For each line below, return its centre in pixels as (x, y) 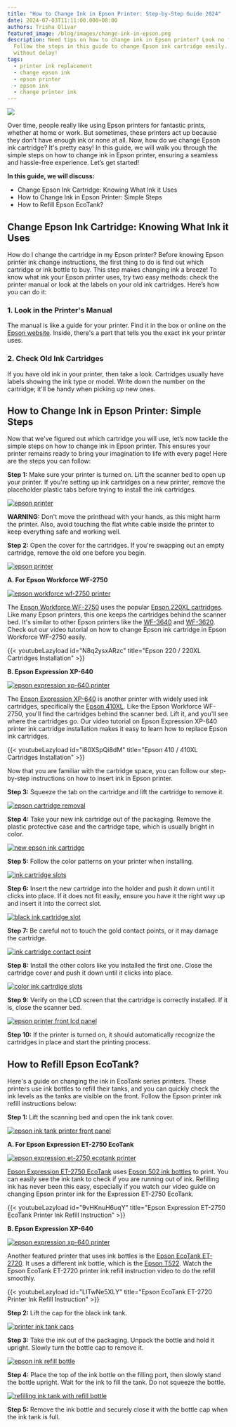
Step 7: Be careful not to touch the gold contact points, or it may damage (113, 930)
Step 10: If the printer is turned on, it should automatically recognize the (111, 1035)
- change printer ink (45, 92)
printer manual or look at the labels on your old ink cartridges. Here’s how (113, 284)
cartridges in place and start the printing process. (79, 1042)
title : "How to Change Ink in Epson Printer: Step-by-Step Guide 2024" (114, 14)
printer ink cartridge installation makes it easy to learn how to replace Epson (117, 729)
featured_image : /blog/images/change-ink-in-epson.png (89, 33)
